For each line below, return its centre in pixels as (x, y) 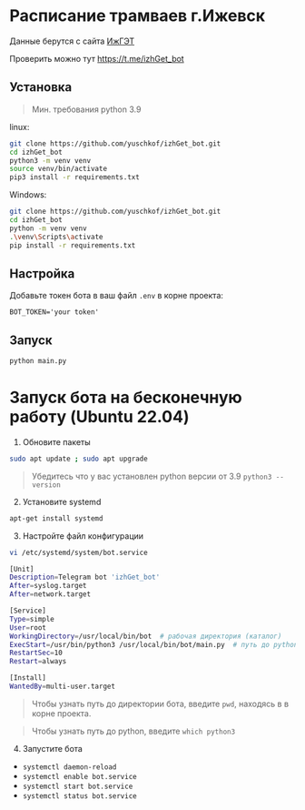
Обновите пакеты (56, 441)
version (46, 485)
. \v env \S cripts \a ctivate (56, 237)
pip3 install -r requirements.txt (75, 177)
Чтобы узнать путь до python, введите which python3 (133, 731)
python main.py (38, 361)
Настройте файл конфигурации (83, 536)
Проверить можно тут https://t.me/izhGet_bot (97, 58)
